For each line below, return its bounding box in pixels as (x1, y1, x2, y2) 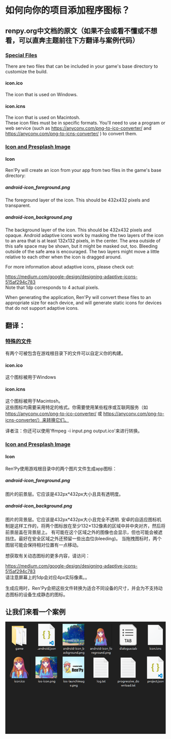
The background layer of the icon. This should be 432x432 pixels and (5, 227, 152, 233)
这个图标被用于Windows (5, 374, 56, 380)
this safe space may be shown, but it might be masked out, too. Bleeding (5, 243, 158, 249)
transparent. (5, 202, 32, 209)
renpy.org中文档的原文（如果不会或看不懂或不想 (5, 26, 158, 35)
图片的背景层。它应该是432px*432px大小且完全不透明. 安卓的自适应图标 (5, 516, 157, 522)
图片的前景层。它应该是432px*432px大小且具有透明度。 (5, 491, 124, 497)
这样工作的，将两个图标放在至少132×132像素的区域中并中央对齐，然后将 (14, 522, 166, 529)
